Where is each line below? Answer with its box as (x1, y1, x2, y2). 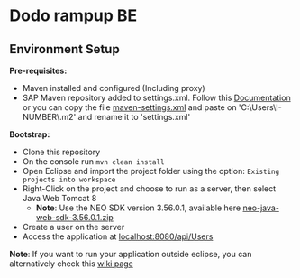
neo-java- (242, 202, 279, 213)
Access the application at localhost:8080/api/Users (22, 231, 214, 242)
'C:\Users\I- (238, 102, 282, 113)
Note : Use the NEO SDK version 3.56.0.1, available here (35, 202, 241, 213)
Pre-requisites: (9, 65, 68, 76)
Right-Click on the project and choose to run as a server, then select (22, 183, 277, 194)
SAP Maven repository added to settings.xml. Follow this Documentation (22, 92, 291, 103)
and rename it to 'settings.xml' (77, 112, 191, 122)
